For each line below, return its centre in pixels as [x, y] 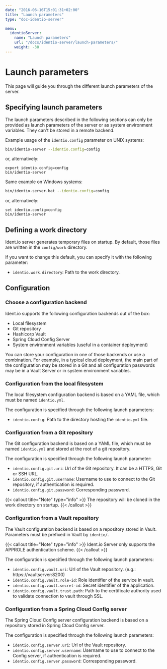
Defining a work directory [46, 230]
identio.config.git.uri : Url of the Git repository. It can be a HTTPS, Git [87, 468]
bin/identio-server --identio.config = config [53, 149]
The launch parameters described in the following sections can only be [79, 120]
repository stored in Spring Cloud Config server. [55, 625]
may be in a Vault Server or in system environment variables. [68, 370]
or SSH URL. [25, 474]
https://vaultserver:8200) [39, 574]
